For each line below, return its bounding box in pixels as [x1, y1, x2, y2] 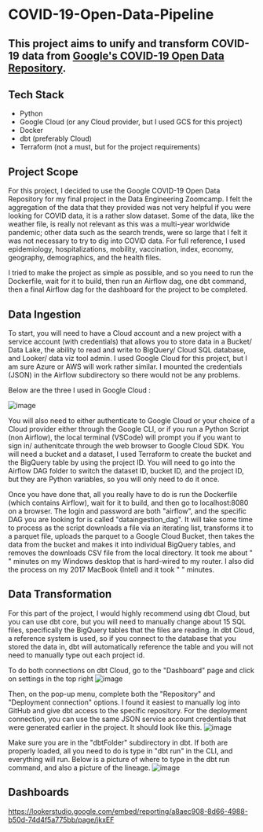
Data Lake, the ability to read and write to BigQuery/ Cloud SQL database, [8, 345, 246, 355]
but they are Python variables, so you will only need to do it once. [8, 474, 220, 484]
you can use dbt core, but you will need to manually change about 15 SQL [8, 617, 246, 626]
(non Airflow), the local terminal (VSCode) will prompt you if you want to [8, 433, 242, 442]
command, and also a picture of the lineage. [8, 763, 151, 772]
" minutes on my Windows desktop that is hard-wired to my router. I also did [8, 557, 254, 566]
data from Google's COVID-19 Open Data [21, 49, 225, 62]
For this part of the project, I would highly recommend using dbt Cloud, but [8, 608, 250, 618]
